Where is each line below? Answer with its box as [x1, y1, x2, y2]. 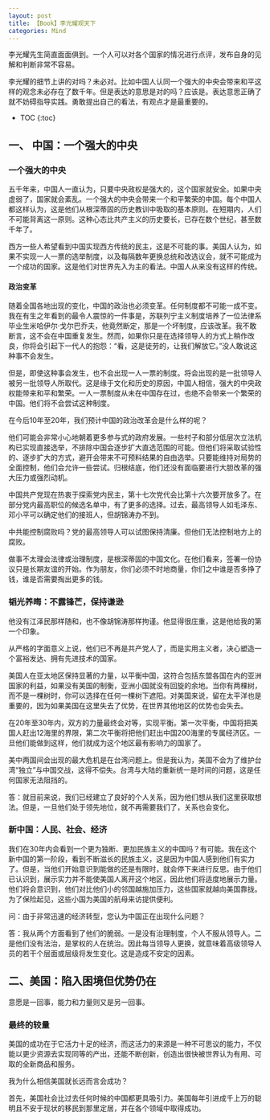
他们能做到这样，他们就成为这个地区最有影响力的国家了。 [14, 737, 206, 748]
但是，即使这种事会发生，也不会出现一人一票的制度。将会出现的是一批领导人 [8, 368, 262, 378]
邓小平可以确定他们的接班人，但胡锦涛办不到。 [8, 510, 163, 519]
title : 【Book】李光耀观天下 [8, 19, 96, 27]
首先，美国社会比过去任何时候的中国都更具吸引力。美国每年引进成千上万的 [8, 1093, 255, 1102]
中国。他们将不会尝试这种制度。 [8, 399, 114, 408]
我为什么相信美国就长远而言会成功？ [8, 1076, 129, 1085]
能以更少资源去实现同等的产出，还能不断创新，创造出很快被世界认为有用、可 [8, 1048, 262, 1058]
